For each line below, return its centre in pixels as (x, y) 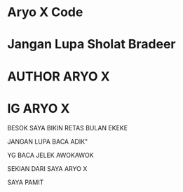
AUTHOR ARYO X (59, 76)
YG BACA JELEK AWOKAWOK (50, 155)
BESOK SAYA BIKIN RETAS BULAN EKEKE (68, 128)
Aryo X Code (45, 12)
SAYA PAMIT (26, 182)
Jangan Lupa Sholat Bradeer (92, 44)
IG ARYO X (39, 108)
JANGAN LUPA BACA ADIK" (48, 142)
